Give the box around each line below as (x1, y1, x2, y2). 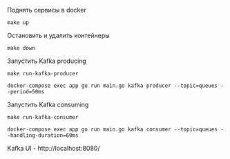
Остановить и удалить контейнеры (7, 31, 111, 39)
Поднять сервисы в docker (7, 6, 86, 14)
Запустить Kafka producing (7, 57, 86, 65)
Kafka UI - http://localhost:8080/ (7, 144, 100, 152)
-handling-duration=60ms (7, 132, 79, 139)
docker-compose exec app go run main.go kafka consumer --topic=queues (7, 126, 218, 133)
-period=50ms (7, 88, 45, 95)
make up (7, 19, 30, 26)
